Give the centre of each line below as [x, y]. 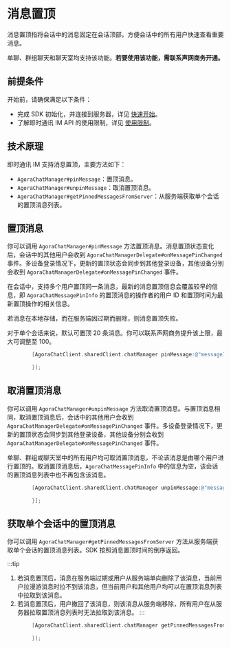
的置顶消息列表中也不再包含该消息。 [58, 475]
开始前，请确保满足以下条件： [49, 99]
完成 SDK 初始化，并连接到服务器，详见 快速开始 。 [89, 114]
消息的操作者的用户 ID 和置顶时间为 [167, 295]
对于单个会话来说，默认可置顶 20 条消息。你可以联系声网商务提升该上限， [112, 333]
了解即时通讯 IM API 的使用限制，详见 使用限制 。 [86, 122]
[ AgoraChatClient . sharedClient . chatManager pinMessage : [113, 355]
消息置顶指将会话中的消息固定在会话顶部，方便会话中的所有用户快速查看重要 [115, 34]
